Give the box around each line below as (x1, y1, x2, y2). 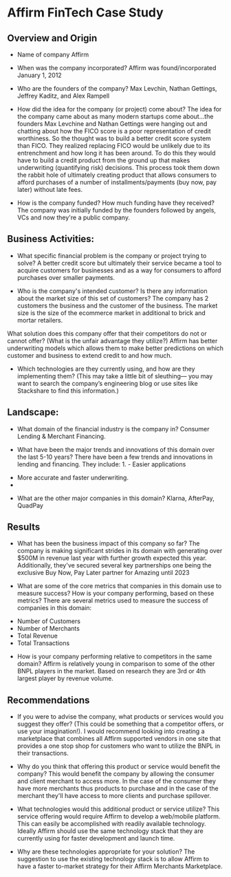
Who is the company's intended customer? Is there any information (16, 287, 208, 295)
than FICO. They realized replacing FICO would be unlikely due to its (16, 142, 210, 149)
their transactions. (16, 749, 69, 757)
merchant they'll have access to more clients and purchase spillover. (16, 792, 212, 800)
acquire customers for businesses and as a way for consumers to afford (16, 266, 221, 274)
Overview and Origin (7, 32, 98, 44)
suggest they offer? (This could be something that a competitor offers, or (16, 720, 224, 728)
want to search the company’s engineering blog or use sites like (16, 379, 198, 387)
